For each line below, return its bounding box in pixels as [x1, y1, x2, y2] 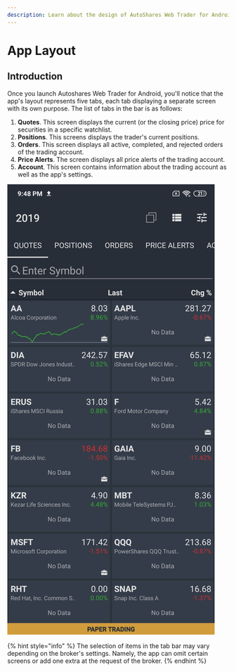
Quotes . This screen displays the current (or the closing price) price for [17, 118, 225, 126]
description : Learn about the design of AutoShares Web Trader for [7, 11, 209, 18]
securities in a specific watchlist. [17, 125, 112, 134]
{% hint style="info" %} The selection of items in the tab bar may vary [7, 641, 210, 650]
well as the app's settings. [17, 170, 93, 179]
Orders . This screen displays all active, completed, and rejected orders [17, 140, 223, 148]
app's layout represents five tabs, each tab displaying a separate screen [7, 96, 216, 105]
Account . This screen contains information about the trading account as [17, 163, 227, 171]
